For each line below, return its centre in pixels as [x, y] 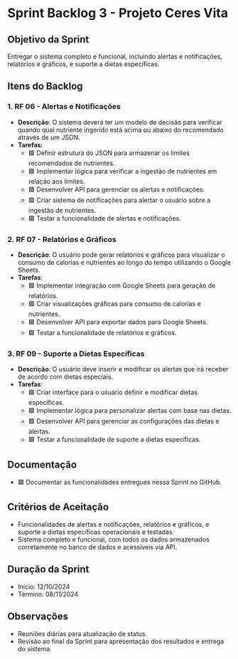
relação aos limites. [56, 181]
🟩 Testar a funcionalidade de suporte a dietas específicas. [114, 440]
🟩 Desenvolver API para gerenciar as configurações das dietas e [124, 421]
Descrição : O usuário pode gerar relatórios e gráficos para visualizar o [121, 255]
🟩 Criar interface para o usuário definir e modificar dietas [113, 392]
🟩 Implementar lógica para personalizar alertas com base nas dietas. [130, 411]
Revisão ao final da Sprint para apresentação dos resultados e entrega [121, 641]
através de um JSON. [49, 137]
